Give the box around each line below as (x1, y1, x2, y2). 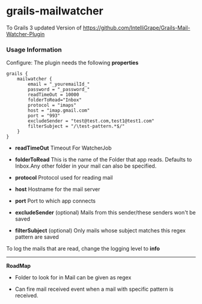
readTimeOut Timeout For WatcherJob (14, 144, 112, 151)
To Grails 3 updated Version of (6, 24, 82, 31)
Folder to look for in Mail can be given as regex (14, 274, 132, 281)
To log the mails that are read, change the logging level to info (6, 245, 161, 252)
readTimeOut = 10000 (28, 92, 79, 98)
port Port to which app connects (14, 197, 96, 205)
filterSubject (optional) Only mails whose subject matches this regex (14, 227, 186, 234)
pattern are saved (14, 233, 59, 241)
